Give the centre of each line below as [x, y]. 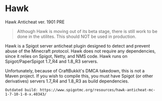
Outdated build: [21, 90]
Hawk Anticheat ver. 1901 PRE [35, 22]
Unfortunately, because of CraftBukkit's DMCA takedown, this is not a [75, 70]
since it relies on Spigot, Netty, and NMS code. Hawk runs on [66, 56]
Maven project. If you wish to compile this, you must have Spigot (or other [79, 76]
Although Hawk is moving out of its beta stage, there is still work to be [87, 31]
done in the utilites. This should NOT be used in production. [76, 36]
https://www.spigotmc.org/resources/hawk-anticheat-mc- [98, 90]
